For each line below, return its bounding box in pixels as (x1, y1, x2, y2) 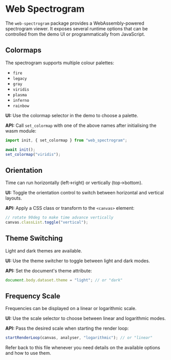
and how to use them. (5, 350, 51, 356)
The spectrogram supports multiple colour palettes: (5, 60, 115, 66)
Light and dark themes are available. (5, 247, 82, 254)
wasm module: (5, 128, 37, 134)
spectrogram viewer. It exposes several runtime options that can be (5, 25, 148, 31)
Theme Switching (5, 234, 63, 243)
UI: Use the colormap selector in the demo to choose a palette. (5, 112, 139, 118)
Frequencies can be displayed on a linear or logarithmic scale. (5, 305, 137, 312)
